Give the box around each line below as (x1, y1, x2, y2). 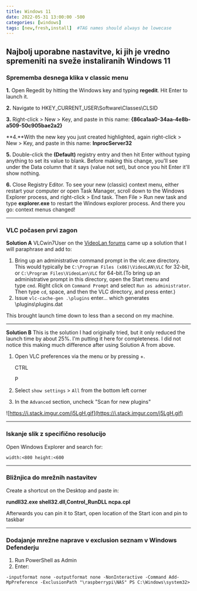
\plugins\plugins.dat (14, 300, 63, 308)
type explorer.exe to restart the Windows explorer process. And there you (6, 200, 186, 207)
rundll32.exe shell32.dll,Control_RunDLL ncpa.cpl (6, 498, 131, 505)
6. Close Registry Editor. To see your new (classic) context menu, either (6, 181, 179, 188)
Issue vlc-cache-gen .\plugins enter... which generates (14, 295, 150, 302)
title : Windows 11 (6, 8, 51, 15)
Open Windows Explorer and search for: (6, 443, 103, 450)
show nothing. (6, 170, 41, 177)
